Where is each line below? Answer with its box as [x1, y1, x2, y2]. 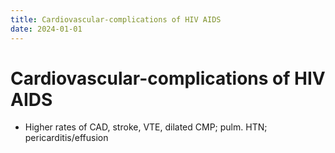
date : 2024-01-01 [10, 24, 83, 34]
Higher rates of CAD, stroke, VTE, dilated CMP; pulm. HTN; [24, 121, 268, 133]
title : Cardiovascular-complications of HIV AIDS [10, 14, 222, 25]
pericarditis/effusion [24, 132, 109, 144]
